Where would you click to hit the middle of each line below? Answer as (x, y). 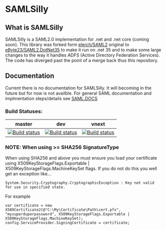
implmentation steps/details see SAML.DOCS (51, 98)
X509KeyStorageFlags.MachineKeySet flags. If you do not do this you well (81, 169)
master (24, 124)
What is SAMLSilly (34, 28)
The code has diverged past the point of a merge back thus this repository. (82, 60)
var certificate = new (29, 206)
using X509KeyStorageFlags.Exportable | (47, 163)
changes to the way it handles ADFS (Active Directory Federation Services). (83, 55)
